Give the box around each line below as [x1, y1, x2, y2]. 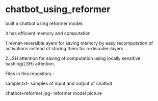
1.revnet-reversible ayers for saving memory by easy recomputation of [5, 40, 153, 46]
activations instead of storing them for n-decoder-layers [5, 45, 123, 51]
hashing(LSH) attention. [5, 60, 55, 66]
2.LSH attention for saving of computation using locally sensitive [5, 55, 141, 61]
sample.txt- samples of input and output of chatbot [5, 80, 113, 86]
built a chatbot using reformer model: [5, 20, 84, 26]
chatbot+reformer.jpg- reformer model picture [5, 90, 102, 96]
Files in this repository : [5, 70, 55, 77]
